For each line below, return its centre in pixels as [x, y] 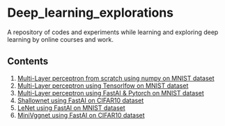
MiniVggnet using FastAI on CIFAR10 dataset [81, 115]
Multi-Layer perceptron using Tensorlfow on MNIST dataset [103, 86]
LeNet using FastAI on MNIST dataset [71, 108]
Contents [28, 62]
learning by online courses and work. [60, 39]
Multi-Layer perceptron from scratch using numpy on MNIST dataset [116, 78]
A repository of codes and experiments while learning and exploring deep [113, 32]
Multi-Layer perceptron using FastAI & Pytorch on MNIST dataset [110, 93]
